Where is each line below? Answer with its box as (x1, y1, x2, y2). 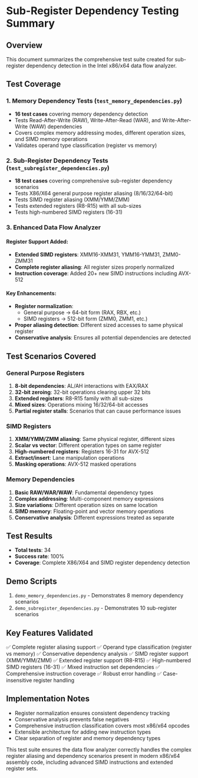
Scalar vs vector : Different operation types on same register (14, 442, 162, 449)
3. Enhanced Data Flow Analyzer (6, 223, 101, 231)
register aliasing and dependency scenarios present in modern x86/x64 (6, 752, 180, 759)
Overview (6, 40, 43, 50)
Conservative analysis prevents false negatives (14, 715, 130, 723)
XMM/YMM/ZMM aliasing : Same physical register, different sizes (14, 436, 175, 443)
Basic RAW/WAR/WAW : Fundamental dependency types (14, 489, 154, 496)
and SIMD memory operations (14, 135, 88, 142)
